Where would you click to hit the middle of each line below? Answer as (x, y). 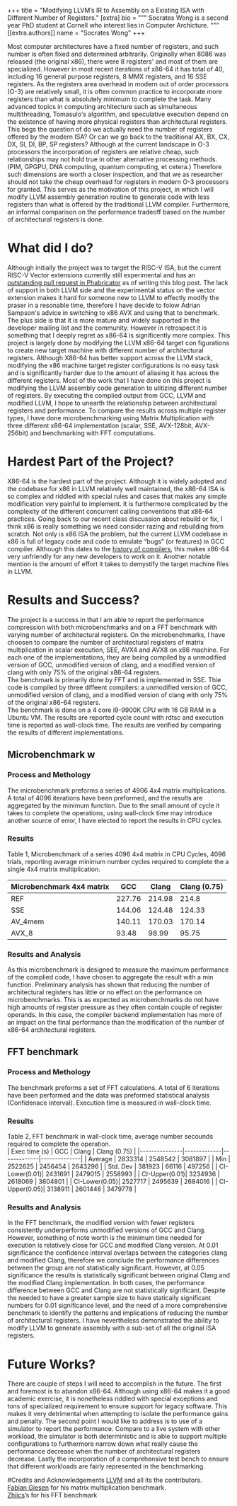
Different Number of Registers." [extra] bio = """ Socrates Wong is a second (118, 18)
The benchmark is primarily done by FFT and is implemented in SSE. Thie (114, 679)
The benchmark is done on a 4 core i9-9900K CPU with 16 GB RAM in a (112, 710)
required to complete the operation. (59, 1144)
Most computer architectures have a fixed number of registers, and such (113, 46)
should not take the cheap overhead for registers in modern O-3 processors (118, 182)
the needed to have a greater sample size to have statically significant (109, 1298)
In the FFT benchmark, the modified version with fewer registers (101, 1223)
